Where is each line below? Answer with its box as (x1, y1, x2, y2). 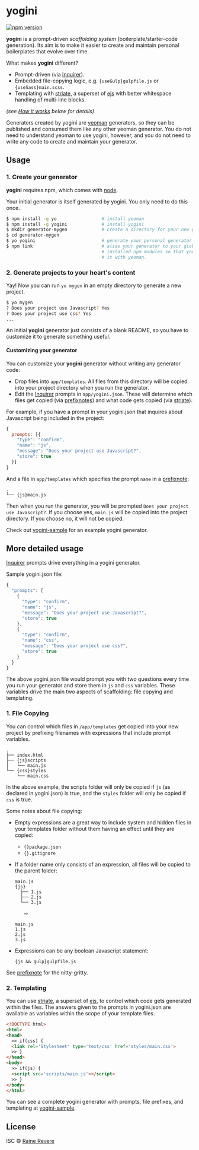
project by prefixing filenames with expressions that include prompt (6, 729, 171, 736)
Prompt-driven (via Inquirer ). (14, 71, 85, 78)
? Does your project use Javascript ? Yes (6, 305, 110, 311)
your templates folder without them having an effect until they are (14, 825, 175, 832)
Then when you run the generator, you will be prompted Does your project (6, 502, 189, 509)
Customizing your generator (6, 347, 78, 354)
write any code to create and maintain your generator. (6, 138, 137, 145)
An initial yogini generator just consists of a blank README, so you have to (6, 327, 189, 334)
